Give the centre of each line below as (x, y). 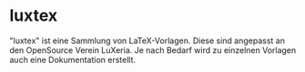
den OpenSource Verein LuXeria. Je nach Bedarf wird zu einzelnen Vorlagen (153, 49)
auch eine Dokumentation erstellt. (73, 59)
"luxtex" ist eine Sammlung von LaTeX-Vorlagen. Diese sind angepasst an (147, 40)
